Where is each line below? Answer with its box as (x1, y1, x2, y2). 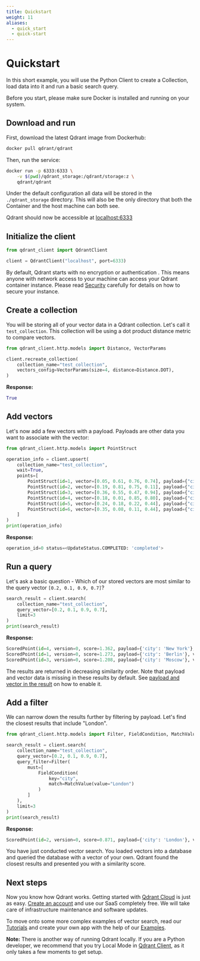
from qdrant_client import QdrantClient (6, 247, 108, 253)
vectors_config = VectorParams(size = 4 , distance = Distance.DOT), (17, 367, 174, 374)
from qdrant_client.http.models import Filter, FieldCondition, (6, 732, 169, 737)
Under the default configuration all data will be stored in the (6, 189, 152, 197)
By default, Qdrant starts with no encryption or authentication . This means (6, 268, 190, 276)
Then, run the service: (6, 156, 61, 163)
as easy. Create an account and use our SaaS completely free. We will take (6, 900, 190, 907)
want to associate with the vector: (6, 434, 89, 441)
